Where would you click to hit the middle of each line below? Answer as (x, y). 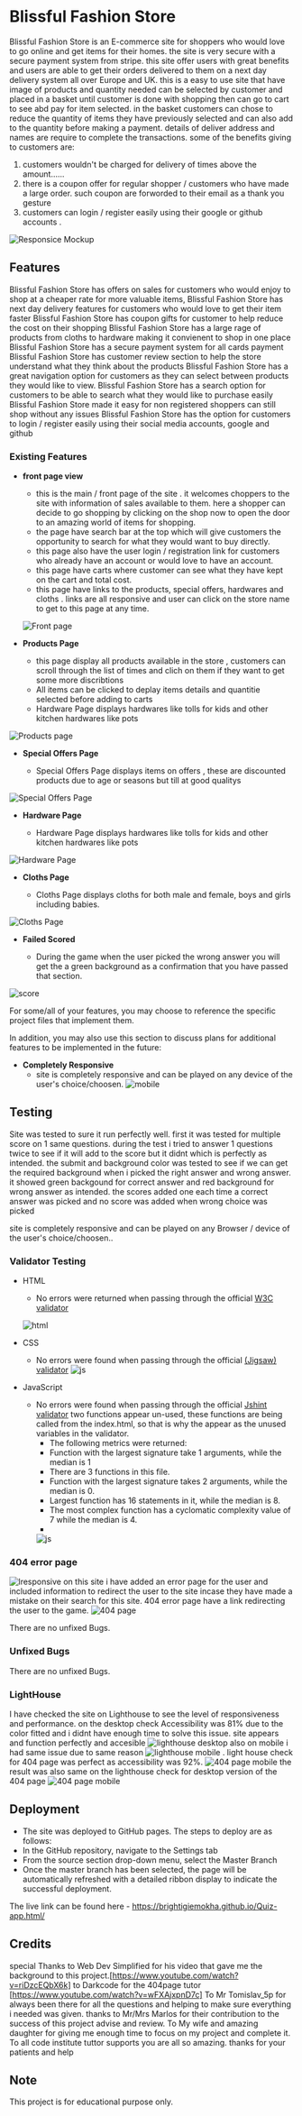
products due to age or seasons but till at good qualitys (138, 781)
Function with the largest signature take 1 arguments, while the (165, 1452)
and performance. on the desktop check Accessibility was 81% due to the (146, 1724)
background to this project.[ (61, 1975)
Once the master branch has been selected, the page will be (134, 1869)
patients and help (41, 2052)
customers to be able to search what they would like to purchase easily (141, 395)
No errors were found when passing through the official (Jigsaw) (156, 1360)
